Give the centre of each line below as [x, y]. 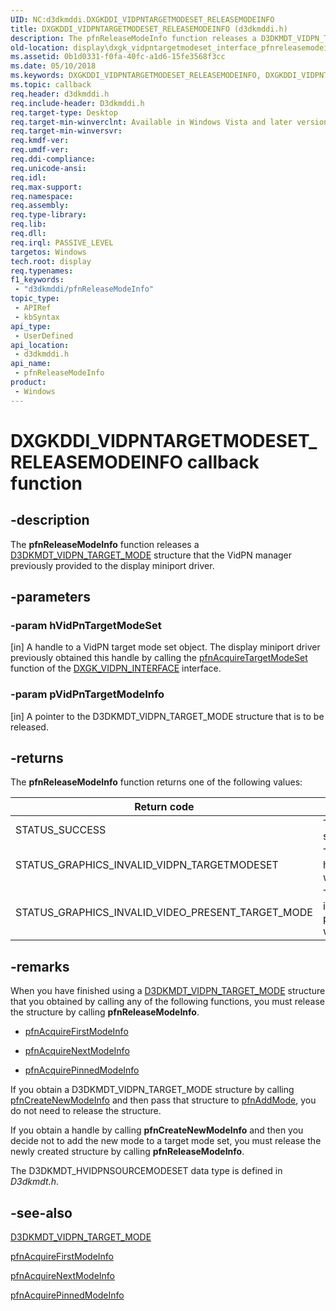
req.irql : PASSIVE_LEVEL [62, 242]
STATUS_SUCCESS [61, 830]
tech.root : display [51, 261]
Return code [164, 807]
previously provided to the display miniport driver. [112, 565]
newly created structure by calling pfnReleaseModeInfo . [127, 1152]
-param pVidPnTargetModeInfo [87, 694]
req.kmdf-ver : [40, 141]
